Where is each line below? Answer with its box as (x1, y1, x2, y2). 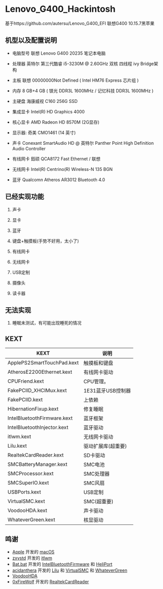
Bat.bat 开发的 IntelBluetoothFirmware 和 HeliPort (12, 561, 113, 567)
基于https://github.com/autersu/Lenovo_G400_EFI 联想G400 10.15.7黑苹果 (5, 20, 155, 26)
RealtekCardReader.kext (7, 452, 64, 458)
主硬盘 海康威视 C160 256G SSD (12, 98, 78, 104)
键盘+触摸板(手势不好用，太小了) (12, 238, 79, 244)
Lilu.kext (7, 442, 27, 449)
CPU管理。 (83, 378, 109, 385)
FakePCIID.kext (7, 396, 43, 403)
